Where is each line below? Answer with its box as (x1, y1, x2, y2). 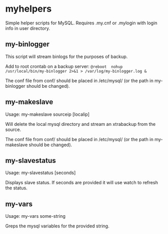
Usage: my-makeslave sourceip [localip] (5, 111, 90, 117)
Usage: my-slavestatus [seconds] (5, 170, 76, 176)
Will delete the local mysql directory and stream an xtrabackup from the (5, 121, 156, 127)
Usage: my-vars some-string (5, 213, 66, 219)
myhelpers (5, 3, 52, 15)
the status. (5, 185, 28, 191)
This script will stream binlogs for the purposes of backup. (5, 53, 128, 59)
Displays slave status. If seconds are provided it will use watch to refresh (5, 180, 158, 186)
